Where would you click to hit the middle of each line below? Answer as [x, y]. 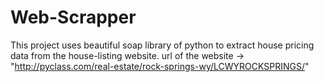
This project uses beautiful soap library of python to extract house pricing [162, 45]
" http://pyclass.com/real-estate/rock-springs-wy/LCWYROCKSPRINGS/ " [160, 66]
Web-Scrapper [73, 17]
